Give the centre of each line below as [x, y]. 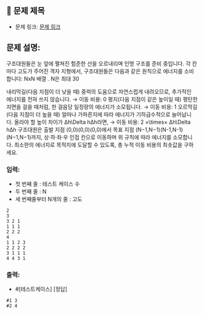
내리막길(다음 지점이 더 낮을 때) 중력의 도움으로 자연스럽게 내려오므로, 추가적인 [99, 91]
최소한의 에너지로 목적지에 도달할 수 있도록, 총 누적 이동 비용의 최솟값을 [98, 145]
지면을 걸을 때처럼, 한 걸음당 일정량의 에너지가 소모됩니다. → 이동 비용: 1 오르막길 [102, 107]
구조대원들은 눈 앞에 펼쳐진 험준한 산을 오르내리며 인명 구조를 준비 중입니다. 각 [99, 63]
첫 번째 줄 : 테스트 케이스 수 [47, 183]
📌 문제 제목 [26, 11]
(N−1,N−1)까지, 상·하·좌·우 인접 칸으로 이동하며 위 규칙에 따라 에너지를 [89, 137]
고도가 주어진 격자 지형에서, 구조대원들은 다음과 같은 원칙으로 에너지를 [100, 71]
